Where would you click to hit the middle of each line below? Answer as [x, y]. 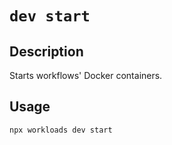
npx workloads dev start [61, 130]
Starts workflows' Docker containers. [86, 75]
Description [46, 51]
